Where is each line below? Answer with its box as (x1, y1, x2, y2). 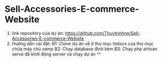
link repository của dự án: (11, 30, 64, 36)
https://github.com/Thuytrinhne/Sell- (64, 30, 141, 36)
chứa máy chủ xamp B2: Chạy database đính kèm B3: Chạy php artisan (11, 46, 158, 52)
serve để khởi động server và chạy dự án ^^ (11, 51, 101, 57)
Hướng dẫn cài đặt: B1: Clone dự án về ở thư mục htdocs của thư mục (11, 40, 154, 46)
